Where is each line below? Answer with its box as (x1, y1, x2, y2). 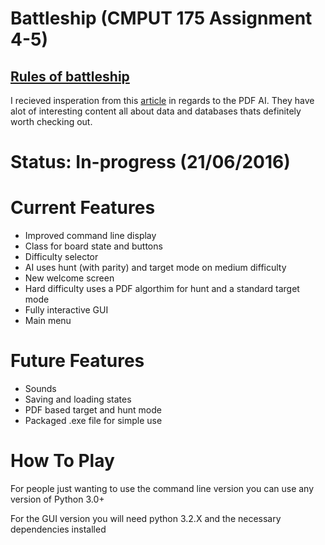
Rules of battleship (10, 68, 130, 85)
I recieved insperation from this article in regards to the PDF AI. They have (10, 95, 315, 106)
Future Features (10, 350, 145, 372)
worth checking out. (10, 116, 93, 127)
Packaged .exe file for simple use (24, 415, 163, 427)
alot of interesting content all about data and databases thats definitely (10, 105, 302, 117)
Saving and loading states (24, 393, 132, 406)
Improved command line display (24, 230, 157, 242)
